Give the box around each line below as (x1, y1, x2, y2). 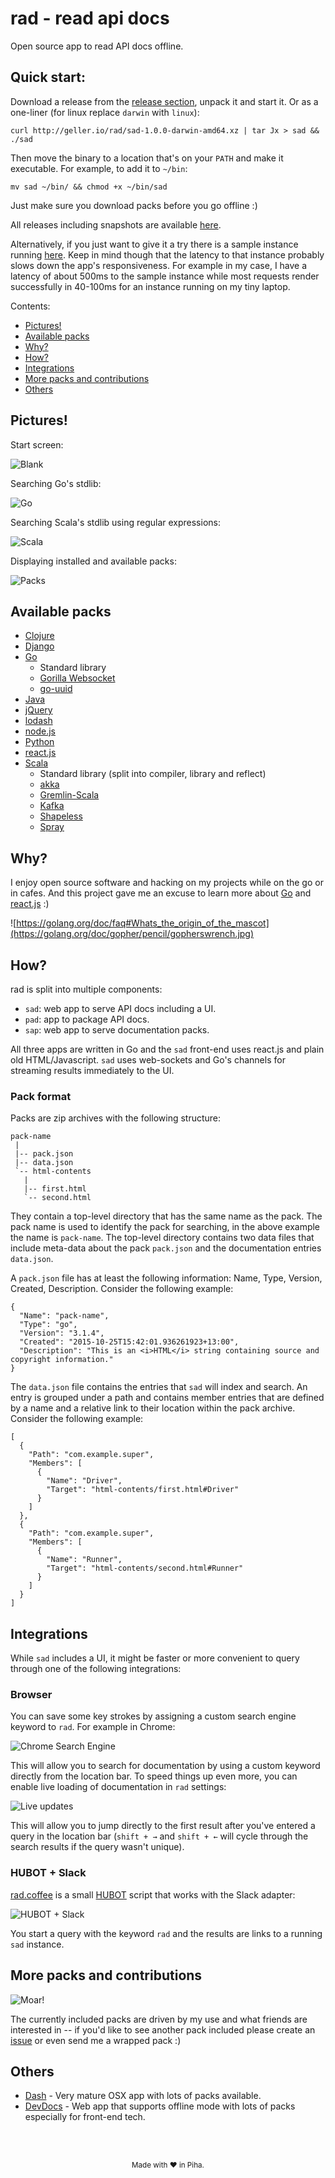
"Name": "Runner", (46, 1555, 123, 1565)
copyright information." (10, 1355, 114, 1365)
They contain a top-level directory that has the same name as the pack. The (10, 1210, 323, 1222)
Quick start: (10, 69, 87, 86)
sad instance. (10, 1938, 65, 1950)
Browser (10, 1688, 53, 1702)
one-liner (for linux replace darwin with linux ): (10, 106, 200, 118)
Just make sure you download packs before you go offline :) (10, 199, 258, 211)
